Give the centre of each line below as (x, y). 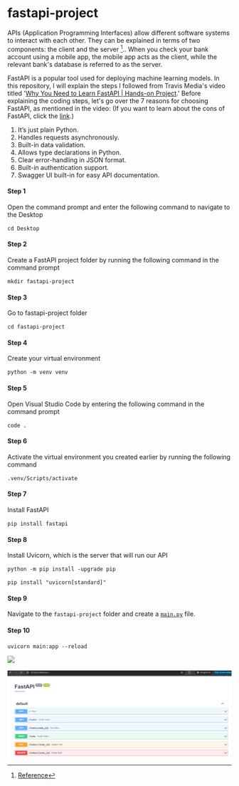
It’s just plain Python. (48, 129)
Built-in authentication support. (63, 167)
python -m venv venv (38, 372)
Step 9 (17, 598)
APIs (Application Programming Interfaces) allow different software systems (118, 33)
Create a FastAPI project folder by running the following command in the (113, 260)
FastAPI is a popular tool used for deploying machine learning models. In (113, 78)
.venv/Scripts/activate (43, 478)
